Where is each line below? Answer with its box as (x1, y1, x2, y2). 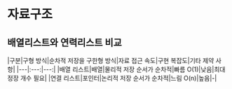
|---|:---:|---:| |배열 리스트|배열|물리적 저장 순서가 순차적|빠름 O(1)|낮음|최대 (16, 65, 226, 74)
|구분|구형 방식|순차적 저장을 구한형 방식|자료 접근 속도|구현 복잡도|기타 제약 (7, 57, 214, 64)
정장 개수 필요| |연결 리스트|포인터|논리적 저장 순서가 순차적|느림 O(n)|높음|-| (7, 74, 217, 82)
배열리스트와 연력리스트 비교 (7, 36, 123, 48)
